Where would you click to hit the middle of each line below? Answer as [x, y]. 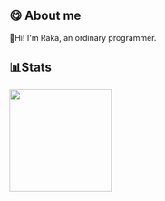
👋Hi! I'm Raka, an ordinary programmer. [83, 37]
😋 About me [45, 16]
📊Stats [31, 68]
